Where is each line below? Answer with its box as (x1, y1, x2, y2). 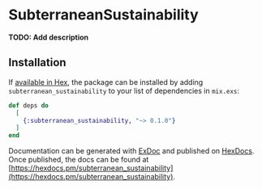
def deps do (8, 101, 49, 110)
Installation (8, 56, 67, 69)
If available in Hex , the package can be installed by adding (8, 77, 204, 86)
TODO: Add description (8, 32, 89, 42)
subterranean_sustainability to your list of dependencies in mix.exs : (8, 86, 240, 95)
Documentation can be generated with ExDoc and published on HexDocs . (8, 146, 255, 156)
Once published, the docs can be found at (8, 155, 149, 165)
